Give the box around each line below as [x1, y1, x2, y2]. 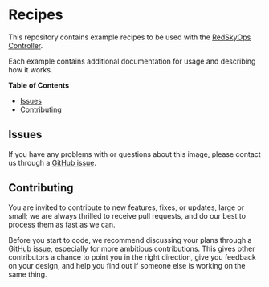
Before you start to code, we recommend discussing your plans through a [8, 235, 252, 244]
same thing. [8, 269, 47, 279]
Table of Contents [8, 80, 70, 90]
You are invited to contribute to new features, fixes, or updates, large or [8, 203, 245, 212]
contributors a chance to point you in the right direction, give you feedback [8, 252, 257, 262]
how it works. [8, 64, 53, 74]
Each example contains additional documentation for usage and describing [8, 56, 256, 66]
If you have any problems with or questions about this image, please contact [8, 149, 261, 158]
